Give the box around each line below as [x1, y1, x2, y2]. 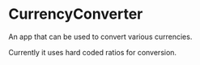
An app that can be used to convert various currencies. [8, 32, 193, 41]
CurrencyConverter [8, 5, 143, 24]
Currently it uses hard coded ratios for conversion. [8, 47, 177, 57]
